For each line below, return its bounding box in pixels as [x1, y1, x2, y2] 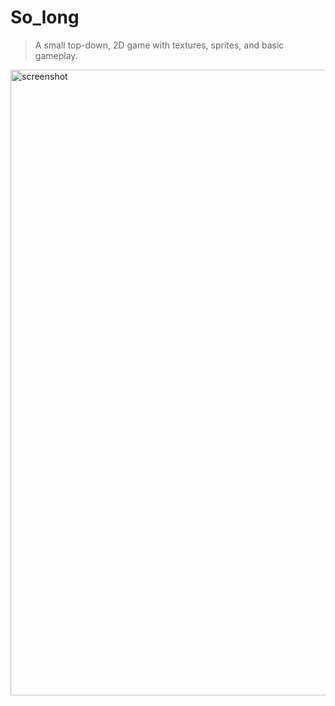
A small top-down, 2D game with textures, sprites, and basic [34, 39, 285, 51]
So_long [10, 6, 80, 29]
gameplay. [34, 49, 78, 61]
